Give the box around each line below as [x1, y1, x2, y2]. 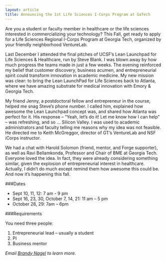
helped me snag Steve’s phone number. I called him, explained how [5, 103, 144, 109]
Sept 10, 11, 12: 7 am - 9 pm [12, 190, 68, 196]
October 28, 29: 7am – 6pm [12, 201, 69, 207]
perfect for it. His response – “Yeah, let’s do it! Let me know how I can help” [5, 114, 160, 120]
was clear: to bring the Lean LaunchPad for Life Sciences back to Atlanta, [5, 78, 156, 84]
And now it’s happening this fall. [5, 171, 71, 177]
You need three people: [5, 220, 53, 226]
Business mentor [12, 240, 47, 247]
